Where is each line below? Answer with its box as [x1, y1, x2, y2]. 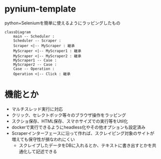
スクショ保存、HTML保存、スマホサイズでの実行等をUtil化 [11, 118, 128, 124]
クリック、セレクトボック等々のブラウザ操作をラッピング [11, 112, 127, 118]
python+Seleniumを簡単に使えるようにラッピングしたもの [4, 20, 121, 26]
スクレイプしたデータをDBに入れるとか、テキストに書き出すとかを [18, 142, 152, 148]
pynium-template [4, 3, 76, 15]
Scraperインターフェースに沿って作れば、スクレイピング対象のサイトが [11, 130, 155, 136]
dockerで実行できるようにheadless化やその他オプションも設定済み [11, 124, 146, 130]
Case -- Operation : [13, 66, 55, 71]
